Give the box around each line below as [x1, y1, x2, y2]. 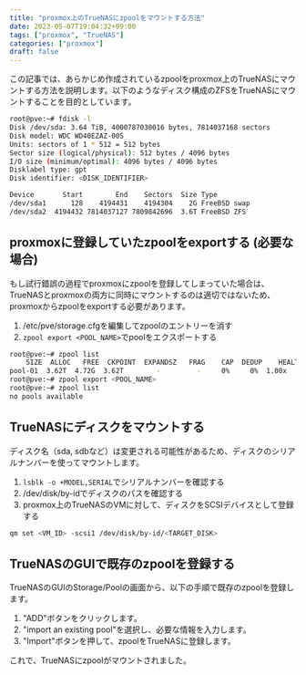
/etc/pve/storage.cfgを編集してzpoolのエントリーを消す [22, 320, 233, 331]
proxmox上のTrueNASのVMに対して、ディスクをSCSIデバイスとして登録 [22, 499, 294, 510]
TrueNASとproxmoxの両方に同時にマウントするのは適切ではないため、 [9, 289, 276, 300]
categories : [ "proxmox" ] [9, 38, 104, 48]
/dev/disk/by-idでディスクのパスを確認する [22, 487, 184, 498]
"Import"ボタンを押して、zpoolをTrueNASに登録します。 [22, 636, 237, 647]
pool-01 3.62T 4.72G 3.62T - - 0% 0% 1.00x [9, 367, 287, 376]
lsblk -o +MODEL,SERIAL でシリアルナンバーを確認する [22, 476, 225, 487]
